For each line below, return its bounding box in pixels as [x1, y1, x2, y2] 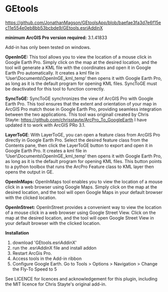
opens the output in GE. [5, 168, 54, 175]
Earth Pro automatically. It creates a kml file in [5, 69, 99, 75]
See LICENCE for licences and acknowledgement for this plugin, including [5, 275, 157, 281]
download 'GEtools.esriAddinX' [12, 239, 77, 245]
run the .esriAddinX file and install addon [12, 244, 96, 250]
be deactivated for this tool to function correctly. [5, 85, 105, 91]
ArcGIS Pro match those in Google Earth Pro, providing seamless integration [5, 106, 161, 112]
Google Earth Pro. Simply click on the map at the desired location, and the [5, 59, 157, 65]
